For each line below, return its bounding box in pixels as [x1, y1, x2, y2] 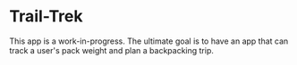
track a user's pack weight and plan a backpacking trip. [9, 45, 215, 55]
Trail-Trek [9, 6, 83, 27]
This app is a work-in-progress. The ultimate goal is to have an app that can [9, 36, 289, 46]
